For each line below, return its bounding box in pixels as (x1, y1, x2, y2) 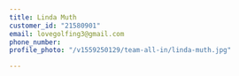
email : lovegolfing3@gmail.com (9, 29, 125, 38)
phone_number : (9, 37, 62, 47)
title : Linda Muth (9, 12, 77, 22)
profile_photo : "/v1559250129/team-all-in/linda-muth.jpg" (9, 46, 232, 55)
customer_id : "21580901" (9, 21, 101, 30)
